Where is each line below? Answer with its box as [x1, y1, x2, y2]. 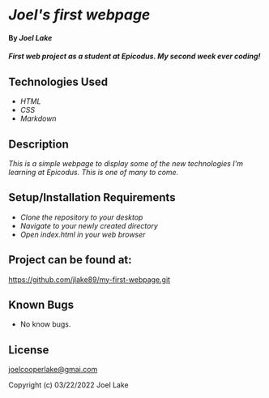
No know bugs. [19, 319, 71, 329]
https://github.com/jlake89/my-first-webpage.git [8, 274, 171, 285]
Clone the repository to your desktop [19, 212, 143, 222]
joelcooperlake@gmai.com [8, 365, 98, 374]
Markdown [19, 113, 57, 123]
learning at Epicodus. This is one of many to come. [8, 168, 179, 177]
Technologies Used [8, 75, 108, 88]
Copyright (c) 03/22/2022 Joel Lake [8, 380, 130, 390]
